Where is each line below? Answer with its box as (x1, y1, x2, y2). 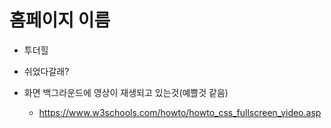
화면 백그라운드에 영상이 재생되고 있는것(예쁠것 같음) (23, 86, 229, 98)
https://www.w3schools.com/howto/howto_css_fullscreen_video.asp (38, 106, 322, 118)
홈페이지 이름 (9, 9, 111, 32)
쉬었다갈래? (23, 65, 70, 77)
